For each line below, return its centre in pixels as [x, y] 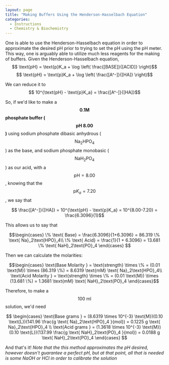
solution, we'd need [26, 306]
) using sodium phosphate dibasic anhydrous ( [53, 133]
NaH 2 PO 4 [84, 159]
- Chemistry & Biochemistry [39, 29]
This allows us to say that [31, 225]
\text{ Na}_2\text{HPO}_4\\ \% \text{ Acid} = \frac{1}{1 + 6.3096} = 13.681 [84, 240]
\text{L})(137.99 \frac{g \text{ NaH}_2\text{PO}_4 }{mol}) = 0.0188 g [90, 332]
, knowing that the [24, 183]
